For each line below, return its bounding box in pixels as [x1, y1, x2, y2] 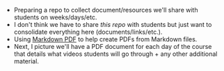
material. [13, 57, 40, 65]
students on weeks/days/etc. [13, 13, 97, 21]
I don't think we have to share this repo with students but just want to [13, 21, 212, 28]
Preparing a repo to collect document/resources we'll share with [13, 6, 198, 14]
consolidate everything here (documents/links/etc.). [13, 28, 163, 36]
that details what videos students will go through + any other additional [13, 50, 218, 58]
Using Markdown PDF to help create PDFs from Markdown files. [13, 35, 198, 43]
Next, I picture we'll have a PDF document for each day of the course [13, 43, 212, 50]
